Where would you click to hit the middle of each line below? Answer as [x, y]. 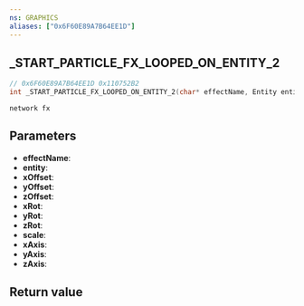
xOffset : [38, 177]
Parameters [43, 136]
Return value [46, 292]
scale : [34, 234]
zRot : [33, 225]
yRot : [33, 215]
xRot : [33, 206]
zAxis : [35, 263]
